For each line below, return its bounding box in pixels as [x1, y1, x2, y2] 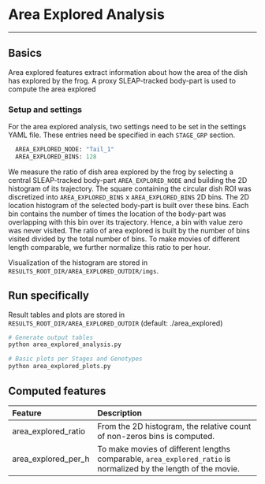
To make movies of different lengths [97, 443, 231, 454]
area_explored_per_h [12, 453, 90, 464]
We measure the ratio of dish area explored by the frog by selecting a [8, 167, 234, 177]
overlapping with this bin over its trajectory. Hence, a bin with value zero [8, 217, 243, 226]
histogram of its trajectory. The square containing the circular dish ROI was [8, 184, 252, 193]
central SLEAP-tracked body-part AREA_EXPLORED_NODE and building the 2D [8, 175, 248, 184]
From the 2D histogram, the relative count [97, 420, 252, 431]
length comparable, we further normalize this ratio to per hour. [8, 242, 211, 251]
